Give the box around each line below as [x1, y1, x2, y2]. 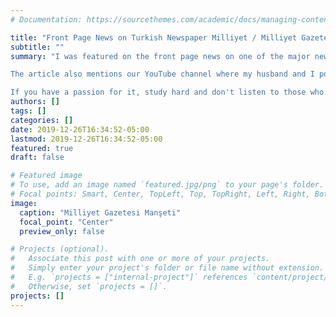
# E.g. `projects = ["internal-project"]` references [10, 272, 248, 282]
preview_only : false [19, 226, 105, 236]
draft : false [10, 152, 65, 163]
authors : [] [10, 97, 60, 107]
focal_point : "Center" [19, 217, 114, 227]
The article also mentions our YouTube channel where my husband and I [10, 69, 315, 80]
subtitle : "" [10, 42, 65, 52]
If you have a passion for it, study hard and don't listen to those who [10, 87, 325, 98]
